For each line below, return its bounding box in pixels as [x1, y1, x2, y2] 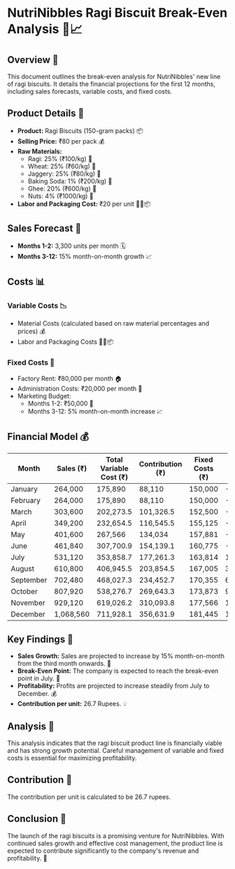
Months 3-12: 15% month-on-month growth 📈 [17, 252, 152, 260]
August [10, 564, 35, 573]
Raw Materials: [17, 147, 62, 155]
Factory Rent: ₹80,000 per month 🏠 [17, 374, 122, 382]
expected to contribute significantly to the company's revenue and [7, 846, 199, 855]
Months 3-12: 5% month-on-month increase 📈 [27, 407, 163, 415]
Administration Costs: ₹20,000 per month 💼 [17, 384, 143, 393]
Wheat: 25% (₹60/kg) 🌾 [27, 162, 97, 170]
